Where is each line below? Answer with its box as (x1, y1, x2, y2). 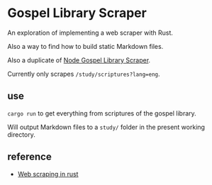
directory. (7, 130, 35, 139)
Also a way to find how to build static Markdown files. (7, 42, 164, 50)
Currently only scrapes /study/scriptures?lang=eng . (7, 69, 161, 78)
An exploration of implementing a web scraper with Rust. (7, 28, 174, 37)
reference (7, 151, 52, 163)
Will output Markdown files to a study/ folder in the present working (7, 123, 206, 131)
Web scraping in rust (17, 169, 79, 178)
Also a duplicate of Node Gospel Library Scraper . (7, 55, 151, 65)
